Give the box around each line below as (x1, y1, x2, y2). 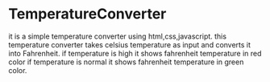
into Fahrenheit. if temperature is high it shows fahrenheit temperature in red (8, 48, 262, 58)
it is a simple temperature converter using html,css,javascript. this (8, 31, 227, 41)
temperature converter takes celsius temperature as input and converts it (8, 39, 251, 49)
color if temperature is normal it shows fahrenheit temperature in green (8, 57, 244, 67)
